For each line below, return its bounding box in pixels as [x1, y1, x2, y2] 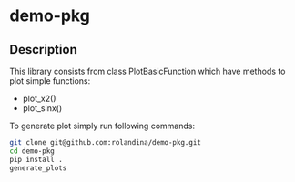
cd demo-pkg [9, 147, 55, 156]
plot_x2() [22, 93, 56, 104]
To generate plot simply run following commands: [9, 120, 196, 131]
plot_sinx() [22, 103, 63, 114]
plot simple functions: [9, 76, 91, 86]
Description [9, 42, 77, 57]
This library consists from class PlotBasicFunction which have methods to [9, 66, 286, 76]
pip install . [9, 155, 64, 164]
